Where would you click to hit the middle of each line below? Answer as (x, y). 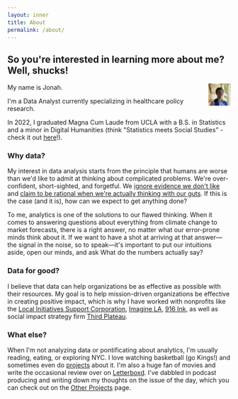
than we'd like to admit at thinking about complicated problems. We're (109, 179)
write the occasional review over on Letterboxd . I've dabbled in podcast (112, 373)
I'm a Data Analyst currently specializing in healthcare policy (96, 101)
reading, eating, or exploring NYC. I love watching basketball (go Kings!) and (119, 358)
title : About (27, 22)
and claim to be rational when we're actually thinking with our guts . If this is (117, 194)
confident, (22, 186)
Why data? (27, 156)
